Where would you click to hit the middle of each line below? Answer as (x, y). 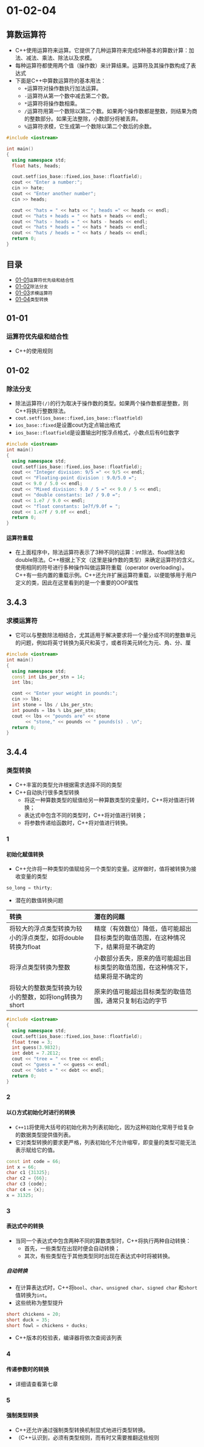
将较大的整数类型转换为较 (46, 988)
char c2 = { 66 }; (27, 1178)
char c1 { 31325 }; (28, 1173)
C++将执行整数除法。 (42, 411)
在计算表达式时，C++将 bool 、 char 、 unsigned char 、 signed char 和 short (106, 1287)
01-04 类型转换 (32, 299)
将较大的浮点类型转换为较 (46, 929)
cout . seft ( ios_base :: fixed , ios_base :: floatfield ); (77, 1036)
